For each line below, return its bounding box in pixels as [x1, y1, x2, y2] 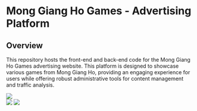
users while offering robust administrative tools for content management [6, 75, 183, 82]
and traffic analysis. [6, 81, 55, 88]
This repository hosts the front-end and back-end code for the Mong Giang [6, 56, 190, 63]
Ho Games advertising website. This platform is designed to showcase [6, 62, 179, 69]
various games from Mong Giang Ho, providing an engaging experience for [6, 69, 190, 75]
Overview [6, 40, 43, 50]
